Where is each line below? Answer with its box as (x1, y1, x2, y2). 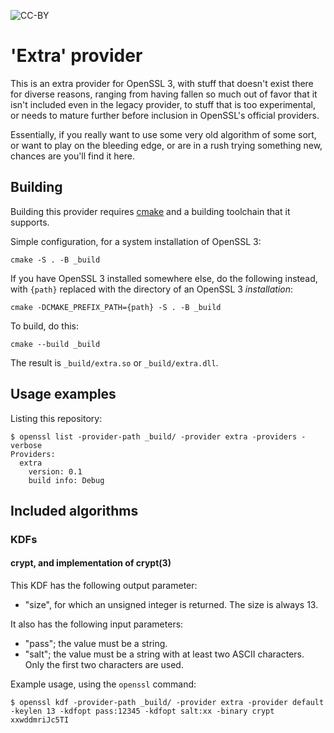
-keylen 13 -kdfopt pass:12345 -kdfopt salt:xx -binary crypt (10, 706, 275, 717)
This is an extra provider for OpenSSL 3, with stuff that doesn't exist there (10, 77, 314, 89)
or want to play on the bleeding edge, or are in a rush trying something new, (10, 139, 323, 151)
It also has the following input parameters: (10, 618, 184, 630)
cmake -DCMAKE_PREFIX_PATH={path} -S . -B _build (10, 302, 222, 312)
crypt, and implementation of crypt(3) (10, 557, 172, 569)
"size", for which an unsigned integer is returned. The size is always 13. (24, 599, 319, 611)
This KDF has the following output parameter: (10, 580, 198, 592)
